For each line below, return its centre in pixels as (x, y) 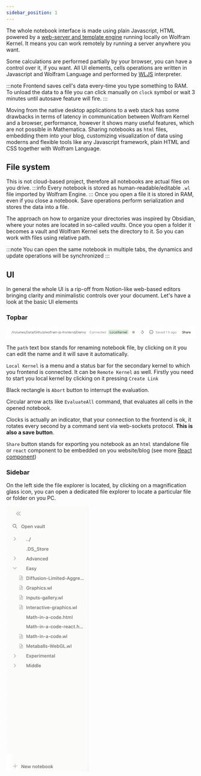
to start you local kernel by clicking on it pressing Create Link (82, 378)
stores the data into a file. (37, 207)
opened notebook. (29, 408)
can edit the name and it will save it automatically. (67, 353)
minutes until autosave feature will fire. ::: (57, 98)
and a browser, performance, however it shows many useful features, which (100, 122)
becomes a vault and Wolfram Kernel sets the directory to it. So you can (95, 232)
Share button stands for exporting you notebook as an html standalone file (97, 444)
